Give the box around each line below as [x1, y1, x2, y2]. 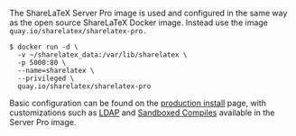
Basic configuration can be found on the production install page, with [9, 98, 266, 108]
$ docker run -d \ [9, 42, 79, 51]
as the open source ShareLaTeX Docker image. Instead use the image [9, 17, 269, 28]
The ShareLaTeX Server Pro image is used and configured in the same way [9, 8, 288, 18]
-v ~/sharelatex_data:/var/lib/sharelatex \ [17, 50, 188, 59]
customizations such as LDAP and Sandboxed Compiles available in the [9, 107, 275, 118]
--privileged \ [17, 74, 75, 83]
